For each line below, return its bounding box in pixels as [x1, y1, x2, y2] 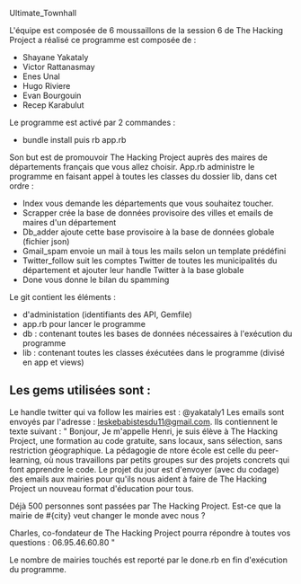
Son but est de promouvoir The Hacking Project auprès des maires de [9, 152, 268, 163]
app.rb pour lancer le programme [22, 319, 146, 329]
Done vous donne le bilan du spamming [22, 274, 170, 285]
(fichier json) [22, 236, 70, 246]
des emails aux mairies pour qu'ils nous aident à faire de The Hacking [9, 473, 268, 484]
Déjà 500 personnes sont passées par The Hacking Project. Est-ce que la [9, 500, 281, 511]
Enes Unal [22, 71, 60, 82]
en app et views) [22, 357, 84, 367]
